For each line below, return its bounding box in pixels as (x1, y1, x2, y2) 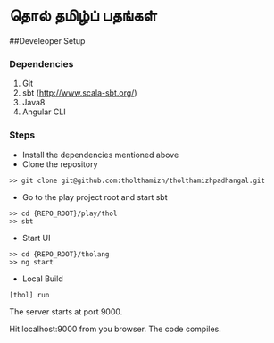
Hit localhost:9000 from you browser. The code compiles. (9, 323, 221, 334)
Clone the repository (21, 158, 98, 170)
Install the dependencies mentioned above (21, 149, 179, 160)
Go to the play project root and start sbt (21, 191, 168, 202)
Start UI (21, 232, 51, 243)
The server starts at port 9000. (9, 305, 123, 317)
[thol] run (9, 290, 50, 299)
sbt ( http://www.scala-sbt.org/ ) (21, 88, 137, 98)
